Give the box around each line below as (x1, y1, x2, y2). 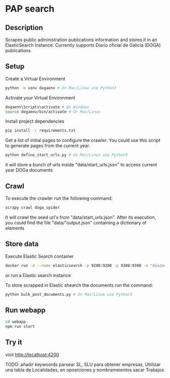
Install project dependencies (5, 118, 65, 124)
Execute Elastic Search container (5, 253, 74, 259)
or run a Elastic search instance (5, 272, 71, 278)
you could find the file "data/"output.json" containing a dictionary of (5, 219, 147, 226)
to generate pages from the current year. (5, 143, 90, 149)
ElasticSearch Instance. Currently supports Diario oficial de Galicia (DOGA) (5, 42, 161, 48)
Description (5, 23, 43, 32)
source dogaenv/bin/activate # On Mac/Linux (5, 109, 101, 114)
